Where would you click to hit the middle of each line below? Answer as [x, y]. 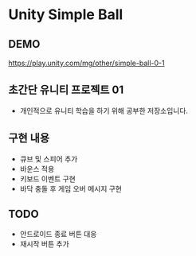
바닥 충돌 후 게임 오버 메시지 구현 [71, 188]
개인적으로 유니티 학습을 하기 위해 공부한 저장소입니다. [104, 111]
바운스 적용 [37, 169]
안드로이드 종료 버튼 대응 [58, 234]
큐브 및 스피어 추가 [49, 159]
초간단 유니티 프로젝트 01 [66, 90]
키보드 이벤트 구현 [47, 178]
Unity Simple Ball [66, 15]
